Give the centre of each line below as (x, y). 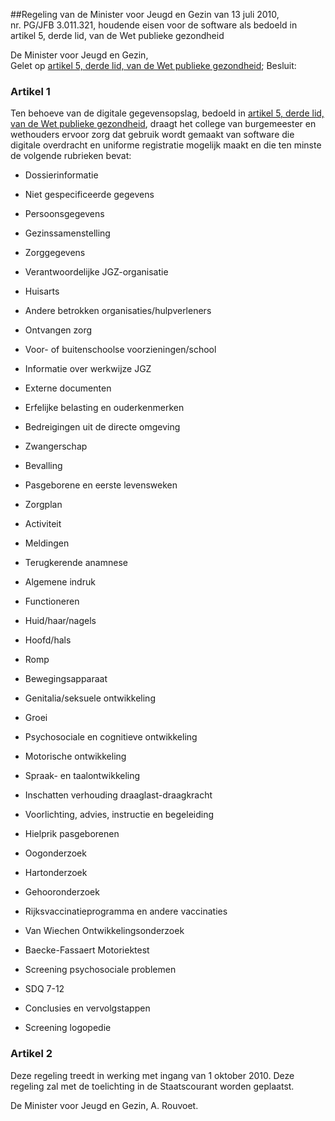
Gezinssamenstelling (67, 233)
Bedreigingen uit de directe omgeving (102, 427)
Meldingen (47, 543)
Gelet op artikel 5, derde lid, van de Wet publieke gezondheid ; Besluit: (153, 65)
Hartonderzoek (56, 873)
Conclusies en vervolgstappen (87, 1008)
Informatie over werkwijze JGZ (88, 369)
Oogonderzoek (55, 853)
